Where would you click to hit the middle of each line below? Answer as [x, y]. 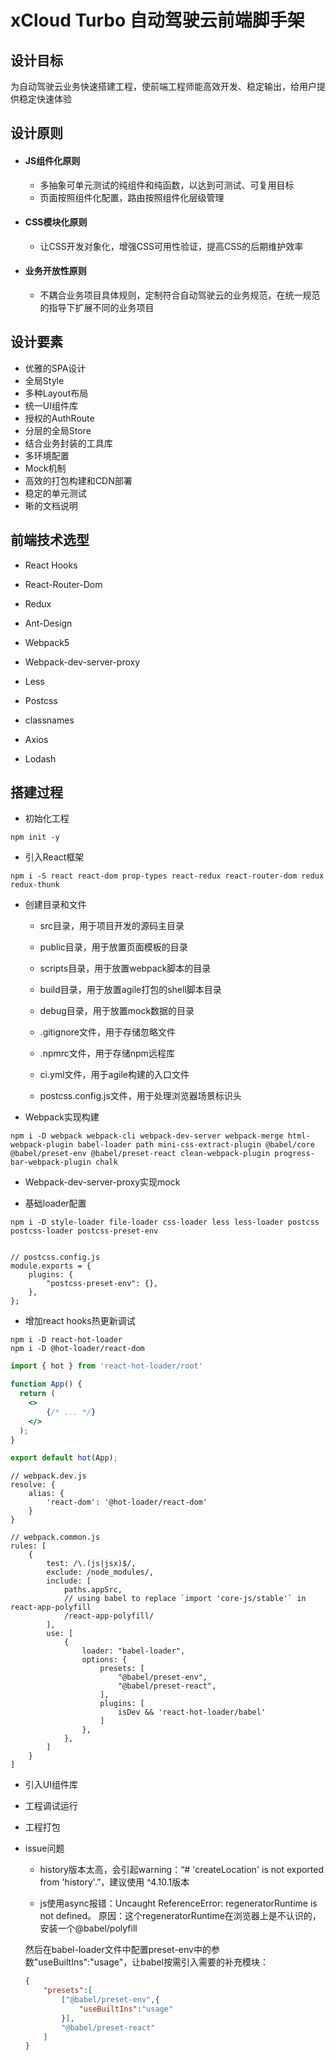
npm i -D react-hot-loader [66, 1340]
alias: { [46, 1494]
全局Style [44, 380]
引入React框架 [54, 857]
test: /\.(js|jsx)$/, [91, 1564]
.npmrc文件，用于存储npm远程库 [107, 1053]
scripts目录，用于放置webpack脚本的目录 [125, 968]
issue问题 [44, 1848]
